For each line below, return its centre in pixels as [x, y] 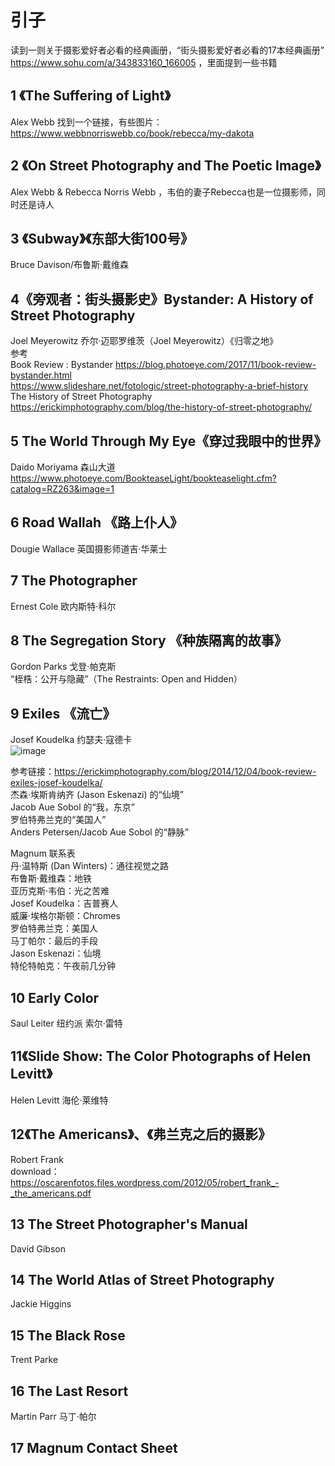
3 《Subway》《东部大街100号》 [102, 238]
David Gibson [38, 1248]
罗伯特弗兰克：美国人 [54, 928]
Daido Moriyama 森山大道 [63, 467]
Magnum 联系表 [43, 853]
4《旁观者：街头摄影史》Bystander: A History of [162, 299]
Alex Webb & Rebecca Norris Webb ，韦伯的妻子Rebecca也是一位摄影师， [163, 192]
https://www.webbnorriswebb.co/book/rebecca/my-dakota [132, 133]
